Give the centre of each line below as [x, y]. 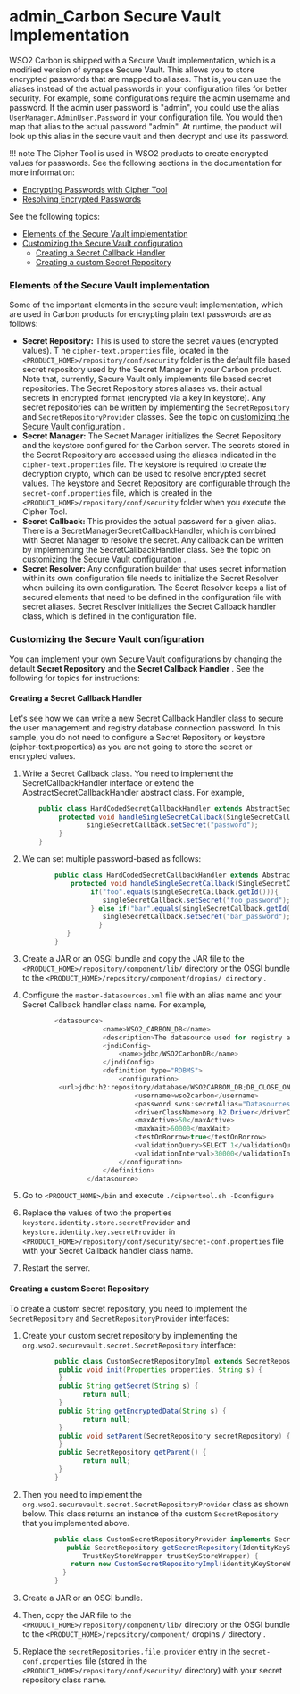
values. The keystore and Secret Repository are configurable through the [156, 483]
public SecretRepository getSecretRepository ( [154, 1548]
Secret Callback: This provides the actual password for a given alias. [149, 522]
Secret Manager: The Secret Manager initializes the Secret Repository [152, 436]
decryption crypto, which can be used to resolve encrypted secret [144, 474]
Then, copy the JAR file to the [77, 1615]
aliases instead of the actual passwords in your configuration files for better [148, 88]
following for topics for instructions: [75, 678]
